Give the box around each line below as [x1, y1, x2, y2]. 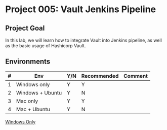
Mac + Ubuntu [16, 106, 51, 113]
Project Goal [5, 24, 45, 32]
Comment [123, 72, 148, 79]
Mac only [16, 97, 38, 105]
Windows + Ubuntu [16, 89, 62, 96]
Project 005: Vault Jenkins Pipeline [5, 4, 156, 15]
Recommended [81, 72, 119, 79]
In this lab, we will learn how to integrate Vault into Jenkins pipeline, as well [5, 37, 162, 43]
